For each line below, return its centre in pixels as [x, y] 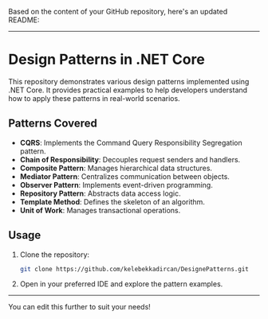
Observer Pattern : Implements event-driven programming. [116, 185]
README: [24, 20]
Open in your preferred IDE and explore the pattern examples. [121, 284]
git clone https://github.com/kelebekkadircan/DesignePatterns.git [134, 269]
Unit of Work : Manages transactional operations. [100, 210]
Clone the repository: [55, 255]
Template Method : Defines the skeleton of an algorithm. [112, 201]
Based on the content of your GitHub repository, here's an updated [118, 12]
